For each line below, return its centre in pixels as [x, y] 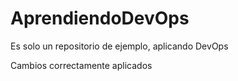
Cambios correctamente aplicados [81, 65]
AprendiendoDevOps [100, 18]
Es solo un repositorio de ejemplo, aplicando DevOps [119, 46]
